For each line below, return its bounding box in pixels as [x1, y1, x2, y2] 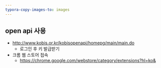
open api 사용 [5, 27, 46, 35]
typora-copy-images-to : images [5, 7, 70, 12]
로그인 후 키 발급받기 [19, 46, 60, 52]
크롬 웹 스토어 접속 [12, 52, 49, 58]
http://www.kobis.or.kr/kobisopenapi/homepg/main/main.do [12, 40, 135, 46]
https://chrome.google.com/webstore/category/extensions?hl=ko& [19, 58, 156, 64]
